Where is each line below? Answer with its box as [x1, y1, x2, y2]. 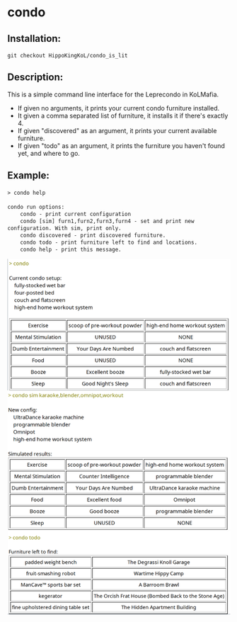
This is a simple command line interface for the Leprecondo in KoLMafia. [7, 90, 219, 98]
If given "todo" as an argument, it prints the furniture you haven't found [17, 141, 225, 149]
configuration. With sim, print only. [7, 225, 122, 232]
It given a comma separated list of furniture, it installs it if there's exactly [17, 111, 229, 120]
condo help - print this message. [20, 246, 122, 253]
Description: [7, 72, 64, 84]
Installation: [7, 33, 62, 45]
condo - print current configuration [20, 210, 132, 217]
